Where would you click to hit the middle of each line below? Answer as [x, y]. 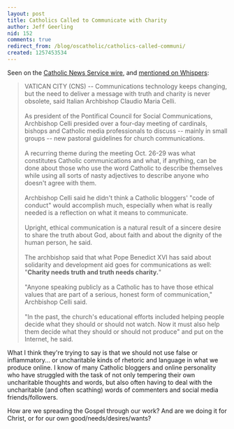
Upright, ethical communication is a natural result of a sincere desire [123, 227]
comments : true [29, 40]
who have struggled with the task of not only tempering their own [101, 374]
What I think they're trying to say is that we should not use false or [102, 352]
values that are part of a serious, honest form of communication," [118, 294]
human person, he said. [58, 242]
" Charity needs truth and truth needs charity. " [93, 272]
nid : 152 [20, 33]
